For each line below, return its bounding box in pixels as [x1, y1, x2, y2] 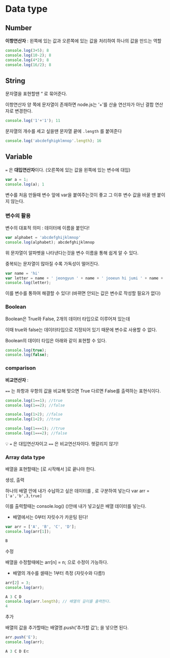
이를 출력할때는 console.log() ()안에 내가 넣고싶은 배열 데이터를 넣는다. [5, 503, 147, 509]
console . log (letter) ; [5, 280, 52, 285]
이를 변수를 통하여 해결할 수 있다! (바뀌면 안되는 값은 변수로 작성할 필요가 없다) [5, 290, 161, 296]
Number [5, 24, 32, 32]
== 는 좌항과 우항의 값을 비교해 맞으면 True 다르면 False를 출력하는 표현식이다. [5, 387, 161, 394]
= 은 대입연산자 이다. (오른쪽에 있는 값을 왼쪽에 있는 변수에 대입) [5, 167, 131, 173]
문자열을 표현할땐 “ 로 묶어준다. [5, 91, 67, 97]
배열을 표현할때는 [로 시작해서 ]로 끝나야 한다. [5, 466, 96, 472]
